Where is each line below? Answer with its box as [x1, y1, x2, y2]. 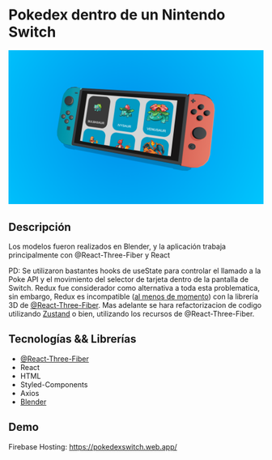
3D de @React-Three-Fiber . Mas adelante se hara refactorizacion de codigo [8, 300, 261, 309]
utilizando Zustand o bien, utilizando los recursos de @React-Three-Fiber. [8, 309, 255, 318]
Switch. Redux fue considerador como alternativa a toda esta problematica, [8, 283, 261, 292]
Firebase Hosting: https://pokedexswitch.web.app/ [8, 441, 178, 451]
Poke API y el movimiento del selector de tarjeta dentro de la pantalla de [8, 274, 249, 284]
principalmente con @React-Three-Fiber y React [8, 249, 171, 260]
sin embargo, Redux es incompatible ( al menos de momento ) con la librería [8, 292, 259, 301]
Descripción [8, 220, 71, 234]
